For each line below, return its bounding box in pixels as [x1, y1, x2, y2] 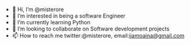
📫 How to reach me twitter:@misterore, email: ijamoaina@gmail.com [12, 32, 185, 39]
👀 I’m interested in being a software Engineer [12, 12, 125, 19]
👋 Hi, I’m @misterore [12, 6, 64, 13]
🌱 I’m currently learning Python [12, 19, 91, 26]
